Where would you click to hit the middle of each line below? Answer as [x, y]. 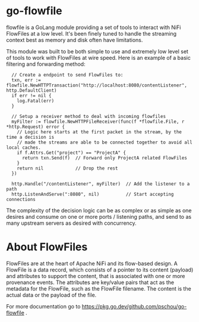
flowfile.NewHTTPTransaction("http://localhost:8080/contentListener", [97, 85]
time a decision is [30, 137]
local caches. [24, 147]
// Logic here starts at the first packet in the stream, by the [99, 132]
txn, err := [26, 80]
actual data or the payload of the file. [51, 295]
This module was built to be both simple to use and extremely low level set [97, 51]
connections [21, 199]
